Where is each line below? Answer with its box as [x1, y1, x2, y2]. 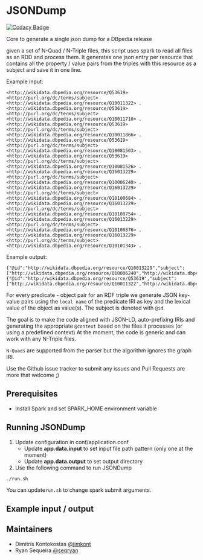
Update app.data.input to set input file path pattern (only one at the [24, 445, 193, 452]
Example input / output [6, 503, 94, 514]
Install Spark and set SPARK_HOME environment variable [14, 405, 157, 412]
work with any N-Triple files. [6, 335, 77, 342]
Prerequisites [6, 389, 58, 399]
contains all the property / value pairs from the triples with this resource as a [6, 60, 196, 67]
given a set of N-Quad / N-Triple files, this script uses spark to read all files [6, 46, 193, 54]
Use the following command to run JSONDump [14, 464, 132, 471]
